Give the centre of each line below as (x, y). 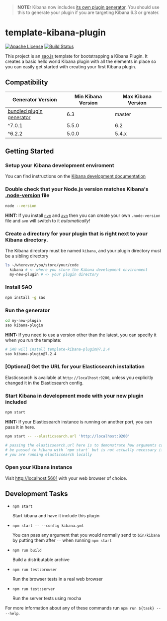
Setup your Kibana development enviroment (60, 166)
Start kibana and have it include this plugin (56, 515)
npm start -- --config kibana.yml (48, 526)
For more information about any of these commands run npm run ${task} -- (83, 608)
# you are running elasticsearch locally (49, 454)
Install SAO (19, 287)
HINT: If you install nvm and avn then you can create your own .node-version (83, 215)
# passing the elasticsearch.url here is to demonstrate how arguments (81, 445)
